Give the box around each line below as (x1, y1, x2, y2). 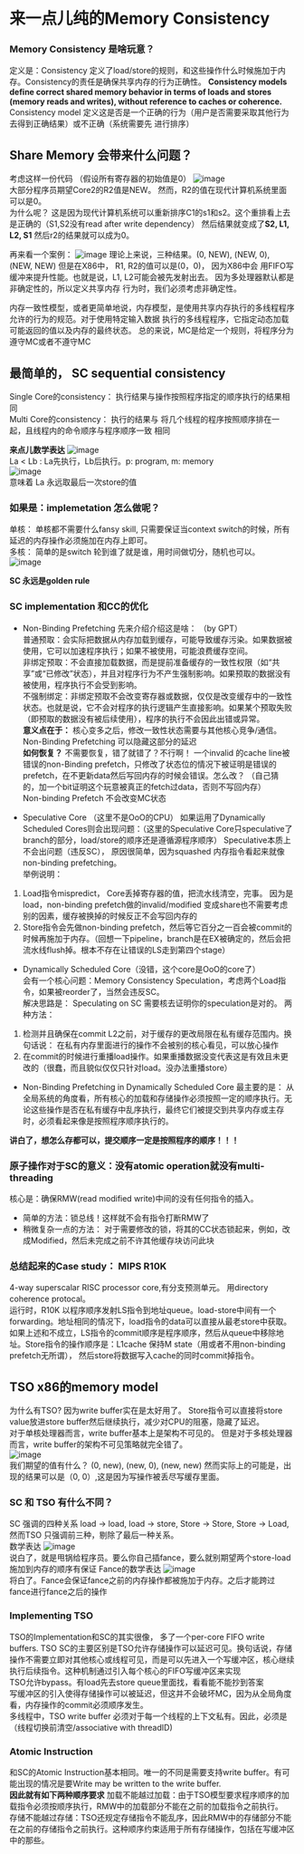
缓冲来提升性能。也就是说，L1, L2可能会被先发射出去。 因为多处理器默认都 (9, 272, 287, 283)
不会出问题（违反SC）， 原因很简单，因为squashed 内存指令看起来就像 (22, 845, 285, 856)
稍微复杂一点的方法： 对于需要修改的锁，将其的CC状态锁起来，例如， (22, 1224, 283, 1234)
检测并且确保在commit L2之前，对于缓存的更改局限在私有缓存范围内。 (22, 1028, 285, 1038)
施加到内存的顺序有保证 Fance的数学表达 (9, 1564, 162, 1575)
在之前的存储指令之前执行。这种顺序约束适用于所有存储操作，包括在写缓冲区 (9, 1823, 295, 1834)
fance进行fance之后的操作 (9, 1587, 108, 1598)
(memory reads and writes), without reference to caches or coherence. (9, 96, 282, 107)
